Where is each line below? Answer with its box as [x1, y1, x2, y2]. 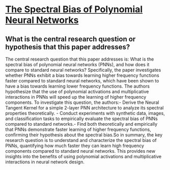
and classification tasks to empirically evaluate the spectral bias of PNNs [5, 116, 158, 122]
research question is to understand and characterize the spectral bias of [5, 137, 157, 143]
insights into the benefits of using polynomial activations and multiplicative [5, 154, 162, 159]
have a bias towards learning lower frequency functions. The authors [5, 83, 150, 89]
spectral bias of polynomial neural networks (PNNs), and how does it [5, 62, 150, 67]
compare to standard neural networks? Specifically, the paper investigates [5, 67, 161, 73]
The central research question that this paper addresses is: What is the [5, 56, 154, 62]
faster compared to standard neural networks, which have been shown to [5, 78, 159, 83]
